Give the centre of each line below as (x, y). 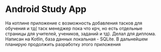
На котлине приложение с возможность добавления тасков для (74, 23)
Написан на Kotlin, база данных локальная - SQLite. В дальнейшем (76, 39)
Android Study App (46, 9)
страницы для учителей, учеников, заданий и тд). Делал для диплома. (81, 33)
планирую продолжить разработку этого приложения (63, 44)
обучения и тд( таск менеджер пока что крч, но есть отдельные (74, 28)
